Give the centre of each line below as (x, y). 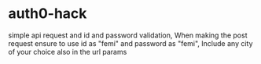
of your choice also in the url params (68, 52)
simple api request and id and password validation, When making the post (128, 35)
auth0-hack (48, 14)
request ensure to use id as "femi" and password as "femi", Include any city (130, 43)
